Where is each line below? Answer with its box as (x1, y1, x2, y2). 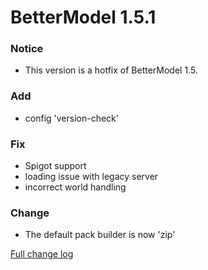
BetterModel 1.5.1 (10, 6, 157, 29)
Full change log (10, 248, 74, 260)
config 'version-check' (24, 112, 119, 124)
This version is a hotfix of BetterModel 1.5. (24, 64, 198, 76)
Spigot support (24, 160, 87, 172)
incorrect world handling (24, 181, 127, 193)
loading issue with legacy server (24, 171, 159, 183)
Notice (10, 42, 44, 56)
